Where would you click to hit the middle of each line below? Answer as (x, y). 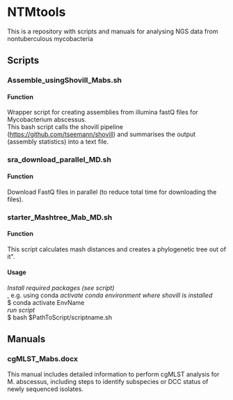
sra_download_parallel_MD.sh (59, 160)
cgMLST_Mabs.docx (43, 359)
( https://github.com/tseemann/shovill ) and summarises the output (102, 134)
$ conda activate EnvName (46, 302)
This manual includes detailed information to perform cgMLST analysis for (113, 374)
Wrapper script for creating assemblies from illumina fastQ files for (103, 112)
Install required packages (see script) (61, 287)
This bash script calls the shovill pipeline (65, 127)
